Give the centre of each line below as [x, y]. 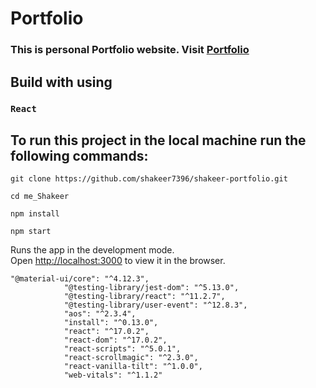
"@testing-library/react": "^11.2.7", [144, 297]
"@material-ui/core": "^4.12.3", [80, 279]
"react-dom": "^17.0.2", [115, 340]
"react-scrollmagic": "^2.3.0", [131, 358]
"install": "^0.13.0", [111, 323]
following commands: [79, 155]
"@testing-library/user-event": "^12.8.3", [155, 305]
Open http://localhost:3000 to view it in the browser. [118, 261]
